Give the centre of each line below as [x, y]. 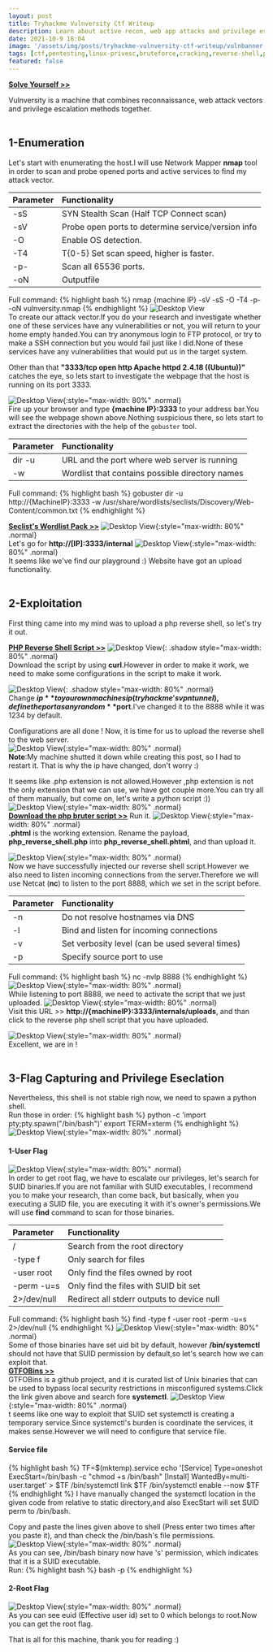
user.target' [28, 1485]
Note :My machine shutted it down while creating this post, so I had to [125, 757]
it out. [18, 631]
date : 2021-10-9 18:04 [47, 39]
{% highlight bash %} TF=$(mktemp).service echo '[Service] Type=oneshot [136, 1468]
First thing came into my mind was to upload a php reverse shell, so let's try [135, 623]
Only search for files [106, 1259]
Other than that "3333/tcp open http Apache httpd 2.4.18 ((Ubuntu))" [127, 367]
